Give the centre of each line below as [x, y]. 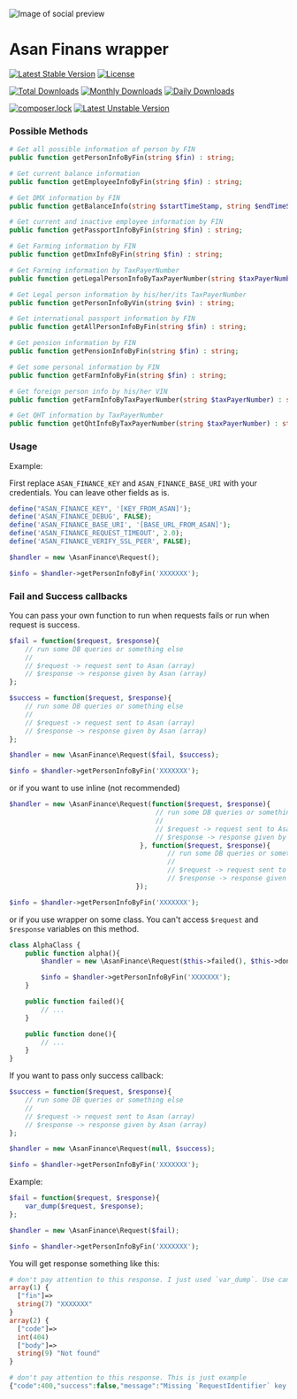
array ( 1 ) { [29, 1288]
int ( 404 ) [33, 1337]
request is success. [45, 625]
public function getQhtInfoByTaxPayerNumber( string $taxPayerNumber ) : [144, 424]
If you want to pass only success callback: [86, 1076]
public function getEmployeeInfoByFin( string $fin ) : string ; [126, 181]
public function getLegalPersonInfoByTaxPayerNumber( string [122, 279]
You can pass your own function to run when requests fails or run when [139, 615]
